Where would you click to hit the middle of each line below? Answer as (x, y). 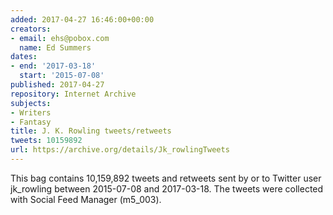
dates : (24, 57)
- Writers (31, 112)
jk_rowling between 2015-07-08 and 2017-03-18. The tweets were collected (167, 188)
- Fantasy (31, 122)
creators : (31, 29)
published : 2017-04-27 (57, 85)
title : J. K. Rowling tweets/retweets (91, 131)
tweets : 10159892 (46, 141)
